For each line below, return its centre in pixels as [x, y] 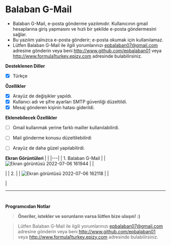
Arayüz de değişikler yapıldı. [42, 96]
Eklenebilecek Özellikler [31, 118]
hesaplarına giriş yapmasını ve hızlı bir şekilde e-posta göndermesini [84, 29]
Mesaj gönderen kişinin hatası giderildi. [54, 108]
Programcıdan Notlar [28, 206]
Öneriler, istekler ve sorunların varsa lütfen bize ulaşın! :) [79, 216]
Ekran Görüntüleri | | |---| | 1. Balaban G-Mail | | [55, 158]
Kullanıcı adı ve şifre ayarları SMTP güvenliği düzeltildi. [70, 102]
